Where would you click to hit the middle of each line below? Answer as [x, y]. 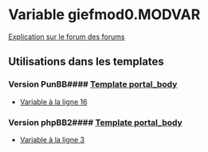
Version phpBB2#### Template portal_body [96, 123]
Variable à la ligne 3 [52, 139]
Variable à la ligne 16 [53, 102]
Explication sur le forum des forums [67, 37]
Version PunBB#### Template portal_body [93, 84]
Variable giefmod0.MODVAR [104, 15]
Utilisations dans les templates [86, 62]
